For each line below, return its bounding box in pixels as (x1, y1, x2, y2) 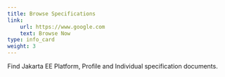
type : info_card (7, 36, 55, 43)
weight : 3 (7, 43, 37, 50)
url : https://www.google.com (20, 23, 105, 30)
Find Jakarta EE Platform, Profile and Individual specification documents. (7, 62, 218, 70)
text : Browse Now (20, 29, 71, 37)
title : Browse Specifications (7, 10, 96, 17)
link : (7, 17, 23, 24)
